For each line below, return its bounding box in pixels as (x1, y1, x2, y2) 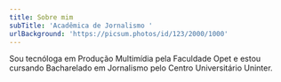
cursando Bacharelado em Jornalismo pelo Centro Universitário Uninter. (9, 63, 273, 73)
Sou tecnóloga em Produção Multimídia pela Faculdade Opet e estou (9, 54, 261, 64)
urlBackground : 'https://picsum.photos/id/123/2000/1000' (9, 29, 229, 38)
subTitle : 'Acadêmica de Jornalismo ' (9, 21, 153, 30)
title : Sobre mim (9, 12, 74, 22)
